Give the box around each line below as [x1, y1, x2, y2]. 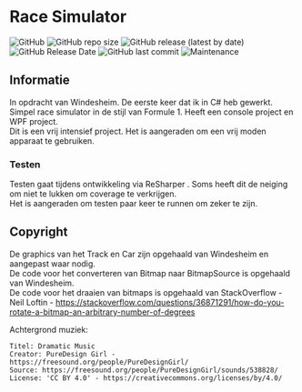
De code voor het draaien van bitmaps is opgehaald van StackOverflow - [9, 286, 283, 297]
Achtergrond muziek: [9, 324, 88, 335]
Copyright [9, 225, 68, 240]
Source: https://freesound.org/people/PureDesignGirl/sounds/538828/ [9, 366, 279, 375]
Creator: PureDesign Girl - [9, 349, 116, 358]
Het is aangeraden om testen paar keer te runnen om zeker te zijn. [9, 198, 257, 209]
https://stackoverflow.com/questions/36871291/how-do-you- [55, 297, 285, 307]
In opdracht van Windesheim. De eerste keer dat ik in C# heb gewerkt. [9, 96, 273, 107]
